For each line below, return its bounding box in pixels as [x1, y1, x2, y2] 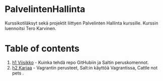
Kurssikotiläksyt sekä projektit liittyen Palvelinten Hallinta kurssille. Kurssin [5, 20, 158, 26]
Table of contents [5, 43, 80, 54]
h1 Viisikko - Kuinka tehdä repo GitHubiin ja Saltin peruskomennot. [12, 59, 149, 65]
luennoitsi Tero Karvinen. [5, 25, 56, 31]
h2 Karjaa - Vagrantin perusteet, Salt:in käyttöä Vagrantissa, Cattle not [12, 64, 158, 70]
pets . [12, 70, 24, 76]
